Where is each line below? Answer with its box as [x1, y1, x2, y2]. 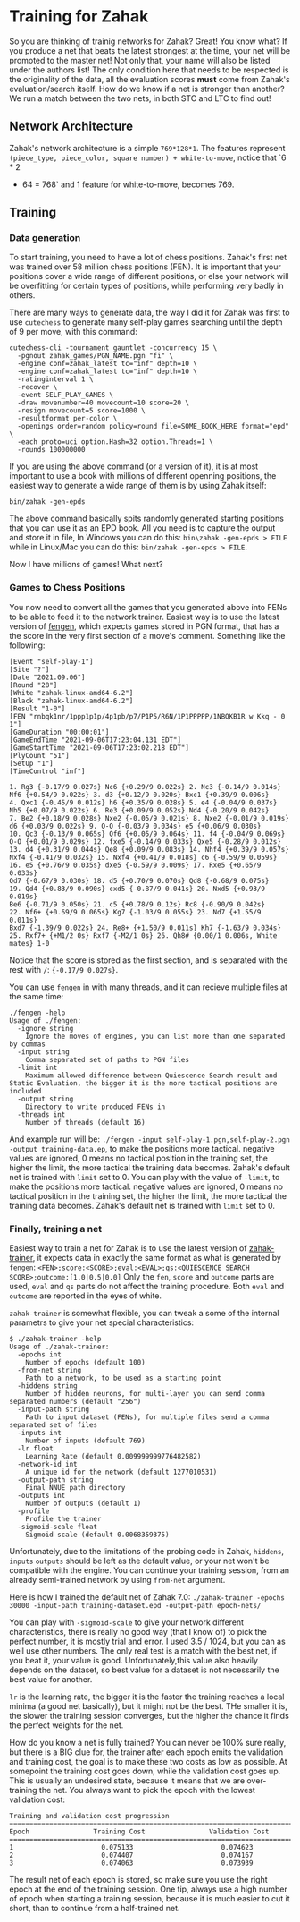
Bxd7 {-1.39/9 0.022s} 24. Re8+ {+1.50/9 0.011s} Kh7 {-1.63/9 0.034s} [9, 923, 281, 932]
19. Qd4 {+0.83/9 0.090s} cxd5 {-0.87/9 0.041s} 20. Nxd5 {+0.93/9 [9, 884, 266, 893]
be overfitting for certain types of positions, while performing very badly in [9, 280, 284, 292]
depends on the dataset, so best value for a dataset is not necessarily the [9, 1664, 279, 1675]
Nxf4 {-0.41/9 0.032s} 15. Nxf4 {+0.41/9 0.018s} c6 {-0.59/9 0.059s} [9, 853, 278, 862]
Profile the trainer [25, 1515, 102, 1524]
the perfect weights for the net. [9, 1720, 124, 1731]
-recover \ [17, 383, 58, 392]
